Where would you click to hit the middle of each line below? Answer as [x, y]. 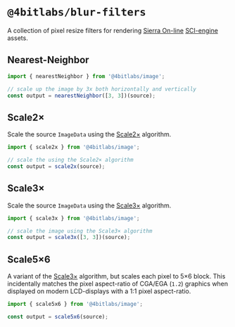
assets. [18, 38]
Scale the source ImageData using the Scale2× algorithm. [89, 134]
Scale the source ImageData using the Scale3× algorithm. [89, 205]
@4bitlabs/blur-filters [77, 12]
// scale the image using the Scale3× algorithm [80, 231]
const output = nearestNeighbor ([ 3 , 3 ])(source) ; [82, 96]
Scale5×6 [29, 259]
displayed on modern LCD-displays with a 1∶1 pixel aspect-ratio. [99, 291]
